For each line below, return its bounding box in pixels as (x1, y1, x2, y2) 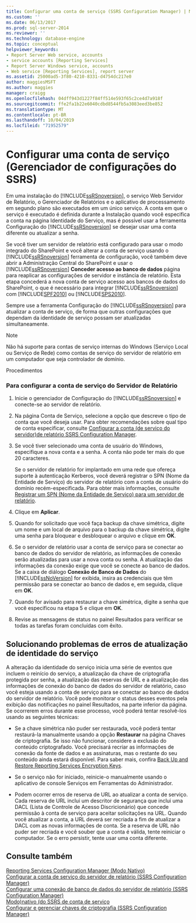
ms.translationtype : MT (6, 106, 64, 112)
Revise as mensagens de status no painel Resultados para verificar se (14, 616, 183, 623)
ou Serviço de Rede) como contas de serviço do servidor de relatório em (6, 349, 181, 356)
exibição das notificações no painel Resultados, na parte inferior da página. (6, 701, 188, 708)
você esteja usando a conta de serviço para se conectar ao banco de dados (6, 688, 189, 696)
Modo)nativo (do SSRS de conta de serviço (6, 898, 110, 905)
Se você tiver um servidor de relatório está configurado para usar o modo (6, 240, 183, 247)
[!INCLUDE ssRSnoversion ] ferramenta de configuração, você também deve (6, 253, 188, 260)
